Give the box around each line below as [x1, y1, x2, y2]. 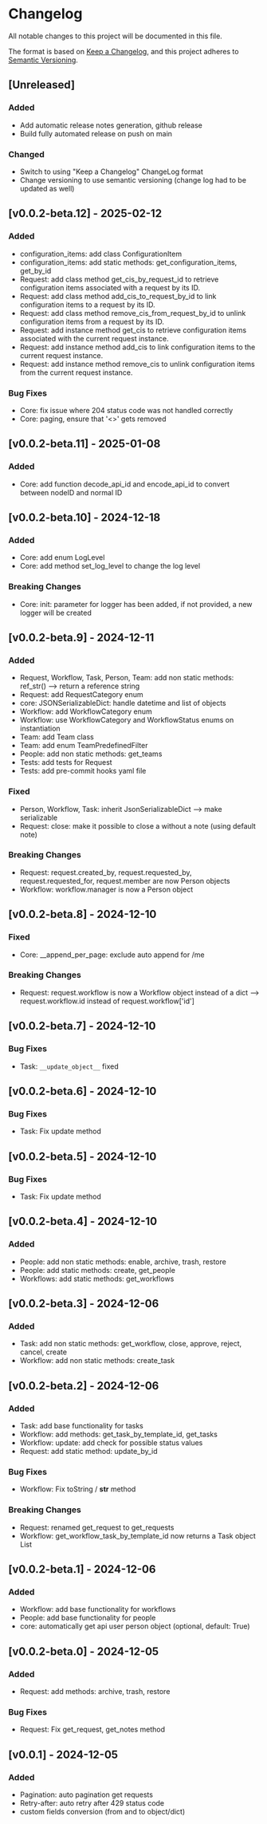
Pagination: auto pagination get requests [19, 1790, 154, 1799]
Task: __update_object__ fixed [19, 1062, 119, 1071]
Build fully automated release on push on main [19, 128, 173, 138]
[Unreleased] [8, 78, 76, 92]
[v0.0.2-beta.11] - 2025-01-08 [8, 437, 161, 451]
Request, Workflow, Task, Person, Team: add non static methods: [19, 673, 234, 683]
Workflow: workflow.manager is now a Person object [19, 884, 194, 894]
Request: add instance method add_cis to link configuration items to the [19, 342, 256, 352]
